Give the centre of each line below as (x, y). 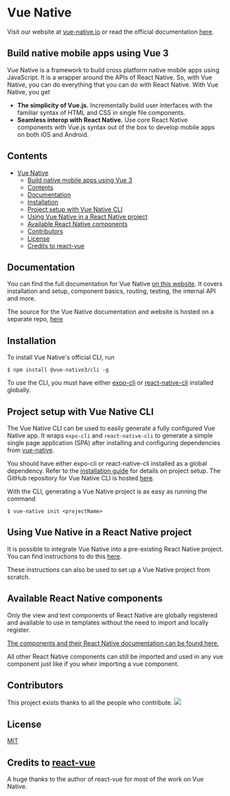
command (21, 499)
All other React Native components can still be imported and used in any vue (115, 656)
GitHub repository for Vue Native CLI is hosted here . (81, 478)
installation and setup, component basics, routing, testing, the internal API (112, 291)
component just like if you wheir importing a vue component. (93, 664)
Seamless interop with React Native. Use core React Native (102, 120)
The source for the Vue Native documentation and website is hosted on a (111, 312)
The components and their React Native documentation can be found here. (113, 643)
